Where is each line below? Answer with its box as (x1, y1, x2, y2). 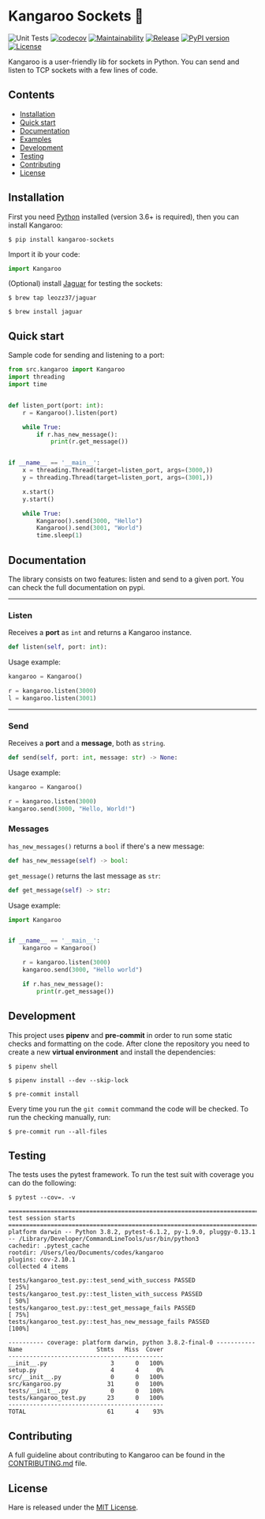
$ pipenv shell (8, 1062, 58, 1070)
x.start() (22, 487, 55, 496)
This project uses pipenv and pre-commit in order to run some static (8, 1030, 233, 1040)
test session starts (8, 1214, 77, 1223)
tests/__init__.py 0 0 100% (8, 1387, 164, 1395)
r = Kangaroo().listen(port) (22, 408, 118, 417)
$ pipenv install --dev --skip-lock (8, 1076, 129, 1085)
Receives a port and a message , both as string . (8, 739, 166, 748)
